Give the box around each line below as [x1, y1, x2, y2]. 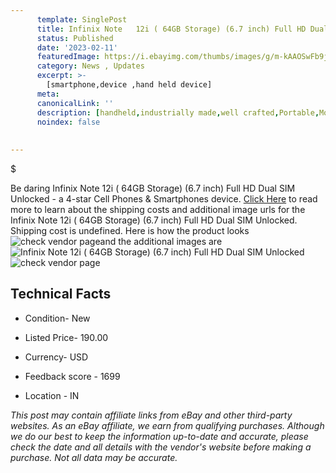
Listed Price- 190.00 [24, 331, 109, 343]
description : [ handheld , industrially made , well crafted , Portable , [36, 107, 320, 118]
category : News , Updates [36, 61, 145, 71]
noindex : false [36, 117, 101, 127]
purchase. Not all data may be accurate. [10, 451, 178, 463]
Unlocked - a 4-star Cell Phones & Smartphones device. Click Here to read [10, 193, 318, 205]
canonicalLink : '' [36, 98, 114, 108]
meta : [36, 89, 60, 99]
